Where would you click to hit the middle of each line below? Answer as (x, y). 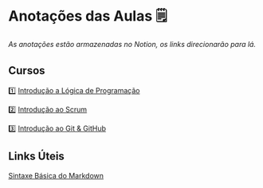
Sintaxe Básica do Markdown (56, 175)
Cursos (27, 70)
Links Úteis (37, 157)
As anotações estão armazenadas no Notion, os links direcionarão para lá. (132, 44)
